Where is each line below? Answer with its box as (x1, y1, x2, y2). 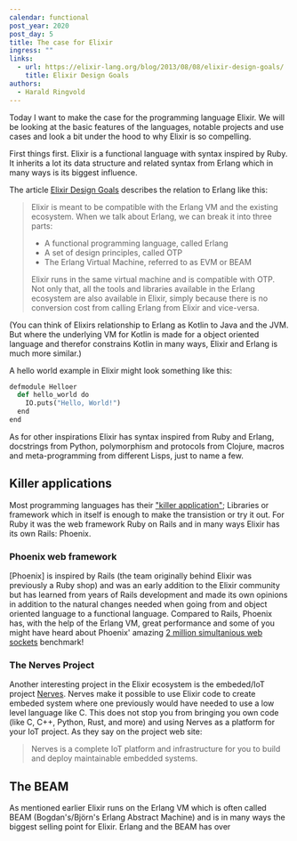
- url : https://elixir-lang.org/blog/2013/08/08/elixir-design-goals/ (17, 63, 285, 72)
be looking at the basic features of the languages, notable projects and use (9, 121, 285, 132)
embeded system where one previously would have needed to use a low (9, 698, 275, 708)
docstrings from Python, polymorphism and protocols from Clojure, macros (9, 441, 285, 451)
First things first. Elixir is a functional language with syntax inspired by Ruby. (9, 148, 288, 158)
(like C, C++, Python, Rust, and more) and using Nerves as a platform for (9, 717, 276, 728)
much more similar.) (9, 348, 82, 359)
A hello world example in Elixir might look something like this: (9, 365, 233, 376)
